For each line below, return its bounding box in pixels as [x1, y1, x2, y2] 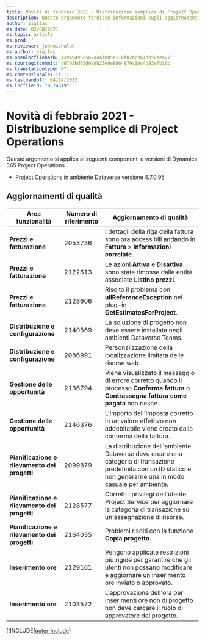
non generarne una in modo [104, 472, 185, 481]
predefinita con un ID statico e [104, 465, 192, 473]
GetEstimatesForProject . [104, 308, 178, 316]
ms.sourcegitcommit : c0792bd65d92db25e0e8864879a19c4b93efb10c [6, 60, 171, 66]
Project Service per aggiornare [104, 497, 193, 506]
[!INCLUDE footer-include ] [6, 627, 71, 634]
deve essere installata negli [104, 325, 183, 334]
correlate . [104, 250, 134, 258]
